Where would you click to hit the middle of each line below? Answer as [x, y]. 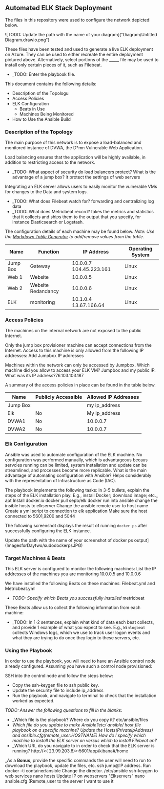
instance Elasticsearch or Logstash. [48, 222]
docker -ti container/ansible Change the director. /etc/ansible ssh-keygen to [82, 771]
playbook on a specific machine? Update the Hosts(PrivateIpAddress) [82, 730]
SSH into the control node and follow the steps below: [59, 676]
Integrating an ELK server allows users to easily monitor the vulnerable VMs [81, 187]
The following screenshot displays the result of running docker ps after [76, 525]
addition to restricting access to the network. [50, 162]
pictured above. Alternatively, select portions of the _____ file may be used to [82, 59]
